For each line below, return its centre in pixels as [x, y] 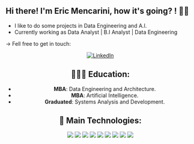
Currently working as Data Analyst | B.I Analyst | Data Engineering [96, 32]
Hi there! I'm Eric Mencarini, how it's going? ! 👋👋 [98, 11]
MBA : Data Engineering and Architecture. [105, 89]
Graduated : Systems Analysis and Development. [105, 102]
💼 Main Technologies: [100, 121]
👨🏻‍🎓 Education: [100, 74]
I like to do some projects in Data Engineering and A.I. [80, 25]
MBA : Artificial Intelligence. [105, 95]
